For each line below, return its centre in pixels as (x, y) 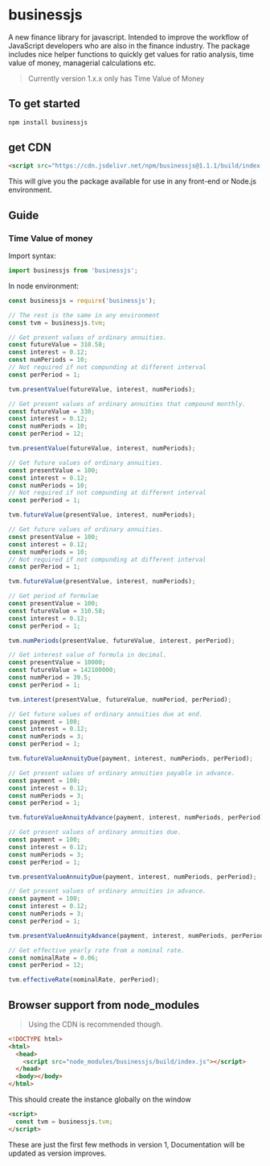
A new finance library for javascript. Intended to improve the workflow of (129, 37)
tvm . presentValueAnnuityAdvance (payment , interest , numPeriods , (118, 936)
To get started (44, 104)
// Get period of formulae (53, 596)
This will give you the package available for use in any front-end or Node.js (133, 181)
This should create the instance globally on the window (100, 1100)
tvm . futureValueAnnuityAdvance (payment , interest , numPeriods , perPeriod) (136, 818)
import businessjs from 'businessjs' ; (73, 271)
